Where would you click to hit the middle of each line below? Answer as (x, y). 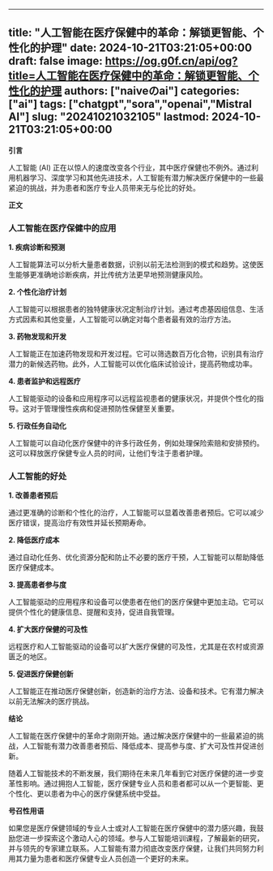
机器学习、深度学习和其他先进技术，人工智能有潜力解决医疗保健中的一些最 (139, 177)
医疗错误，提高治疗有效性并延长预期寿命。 (79, 523)
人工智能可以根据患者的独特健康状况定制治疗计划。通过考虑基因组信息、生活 (136, 309)
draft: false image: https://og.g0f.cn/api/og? (123, 61)
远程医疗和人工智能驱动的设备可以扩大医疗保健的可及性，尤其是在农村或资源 (136, 647)
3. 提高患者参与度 (38, 584)
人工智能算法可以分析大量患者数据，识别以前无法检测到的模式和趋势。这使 (132, 265)
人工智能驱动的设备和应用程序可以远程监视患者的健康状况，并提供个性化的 (132, 399)
